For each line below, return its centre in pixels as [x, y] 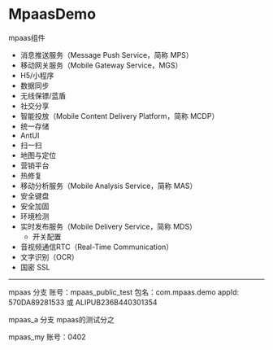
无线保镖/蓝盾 [43, 95]
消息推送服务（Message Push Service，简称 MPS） [106, 55]
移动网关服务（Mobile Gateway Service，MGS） [101, 65]
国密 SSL [35, 267]
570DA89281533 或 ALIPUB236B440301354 [83, 302]
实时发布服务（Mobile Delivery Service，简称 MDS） [108, 226]
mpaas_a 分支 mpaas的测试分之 [62, 319]
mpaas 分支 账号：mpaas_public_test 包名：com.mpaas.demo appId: [124, 292]
